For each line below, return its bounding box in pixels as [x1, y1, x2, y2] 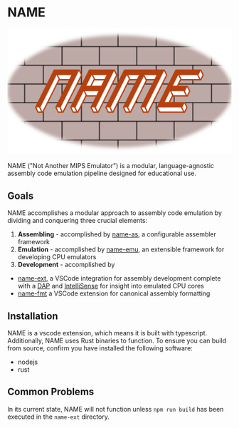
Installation [7, 310, 58, 322]
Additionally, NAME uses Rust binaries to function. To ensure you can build [7, 336, 226, 345]
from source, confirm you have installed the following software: [7, 344, 193, 353]
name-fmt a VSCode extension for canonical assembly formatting [17, 289, 211, 298]
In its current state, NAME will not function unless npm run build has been [7, 404, 224, 413]
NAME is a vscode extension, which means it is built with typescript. [7, 329, 208, 338]
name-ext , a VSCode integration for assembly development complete [17, 274, 221, 283]
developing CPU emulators [17, 253, 97, 261]
